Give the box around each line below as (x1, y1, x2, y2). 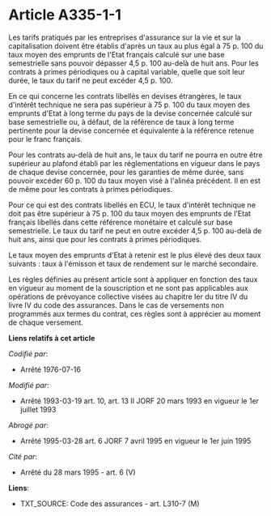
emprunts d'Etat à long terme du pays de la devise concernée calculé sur (8, 108, 252, 118)
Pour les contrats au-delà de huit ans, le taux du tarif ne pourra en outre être (8, 150, 263, 160)
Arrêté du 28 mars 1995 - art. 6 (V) (19, 467, 136, 477)
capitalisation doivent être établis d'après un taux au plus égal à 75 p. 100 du (8, 41, 264, 50)
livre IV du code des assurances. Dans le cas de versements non (8, 300, 224, 309)
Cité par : (8, 451, 38, 461)
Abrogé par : (8, 420, 49, 430)
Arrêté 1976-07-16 (19, 365, 81, 374)
